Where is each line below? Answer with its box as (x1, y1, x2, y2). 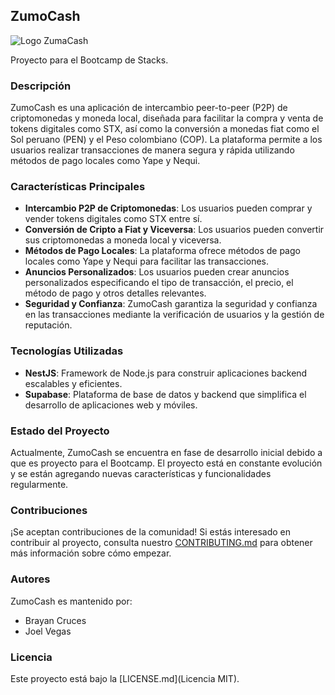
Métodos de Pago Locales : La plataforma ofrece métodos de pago (24, 245, 301, 257)
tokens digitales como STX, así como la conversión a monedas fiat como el (10, 123, 320, 135)
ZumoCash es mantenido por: (10, 595, 133, 607)
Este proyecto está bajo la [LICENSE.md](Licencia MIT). (10, 672, 240, 684)
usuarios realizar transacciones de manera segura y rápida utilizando (10, 144, 295, 156)
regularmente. (10, 479, 69, 490)
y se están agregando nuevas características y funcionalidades (10, 468, 272, 479)
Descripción (10, 79, 72, 93)
